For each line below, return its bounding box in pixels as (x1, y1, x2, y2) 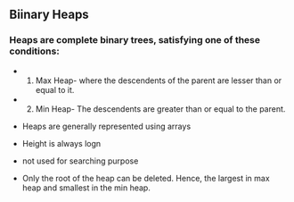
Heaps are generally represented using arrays (21, 121, 192, 131)
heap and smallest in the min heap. (21, 182, 151, 193)
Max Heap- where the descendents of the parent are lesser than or (35, 75, 282, 86)
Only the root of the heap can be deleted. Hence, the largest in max (21, 173, 270, 183)
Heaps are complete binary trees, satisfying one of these (9, 34, 261, 46)
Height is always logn (21, 138, 102, 148)
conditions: (9, 45, 60, 57)
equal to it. (35, 84, 75, 95)
